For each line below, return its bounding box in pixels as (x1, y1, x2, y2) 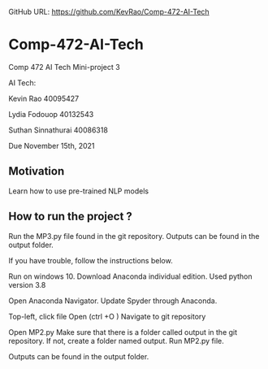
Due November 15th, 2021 (8, 141, 95, 150)
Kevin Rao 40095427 (8, 93, 80, 103)
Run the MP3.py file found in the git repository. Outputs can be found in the (8, 231, 260, 241)
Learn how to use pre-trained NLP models (8, 186, 149, 196)
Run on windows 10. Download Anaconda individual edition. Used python (8, 271, 253, 281)
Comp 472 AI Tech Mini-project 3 (8, 62, 120, 72)
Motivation (8, 164, 65, 178)
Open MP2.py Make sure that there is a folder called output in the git (8, 327, 238, 336)
